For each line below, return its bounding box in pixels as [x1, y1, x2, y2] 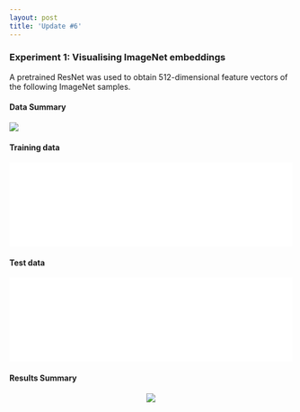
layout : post [9, 13, 58, 22]
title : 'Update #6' [9, 22, 83, 31]
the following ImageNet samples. [9, 81, 131, 92]
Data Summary [9, 102, 66, 112]
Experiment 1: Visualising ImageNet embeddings [9, 51, 226, 64]
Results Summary [9, 372, 78, 383]
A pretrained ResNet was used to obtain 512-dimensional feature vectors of [9, 71, 288, 82]
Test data [9, 257, 46, 268]
